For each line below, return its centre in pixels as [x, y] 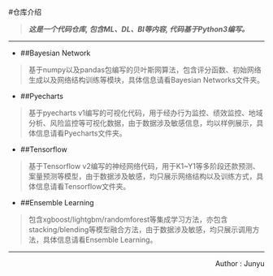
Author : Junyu [240, 263]
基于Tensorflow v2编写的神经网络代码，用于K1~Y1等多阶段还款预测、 [144, 166]
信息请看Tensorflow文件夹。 [83, 186]
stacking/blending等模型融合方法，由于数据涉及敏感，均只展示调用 [140, 229]
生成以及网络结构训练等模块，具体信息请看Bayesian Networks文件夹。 [146, 80]
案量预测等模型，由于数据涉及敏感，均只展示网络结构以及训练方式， [142, 176]
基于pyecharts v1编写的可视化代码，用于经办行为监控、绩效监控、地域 [145, 113]
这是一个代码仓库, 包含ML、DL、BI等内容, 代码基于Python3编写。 [139, 29]
